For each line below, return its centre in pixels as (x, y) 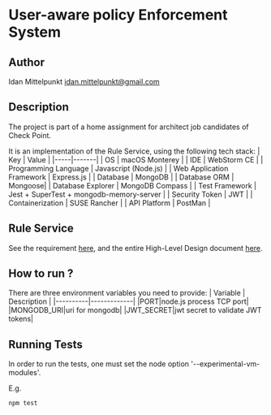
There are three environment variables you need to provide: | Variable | (127, 293)
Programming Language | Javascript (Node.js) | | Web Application (118, 168)
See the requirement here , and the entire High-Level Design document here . (135, 248)
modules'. (25, 373)
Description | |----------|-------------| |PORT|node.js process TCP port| (129, 301)
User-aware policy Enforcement (118, 15)
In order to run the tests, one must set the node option (99, 364)
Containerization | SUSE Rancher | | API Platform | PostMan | (110, 203)
